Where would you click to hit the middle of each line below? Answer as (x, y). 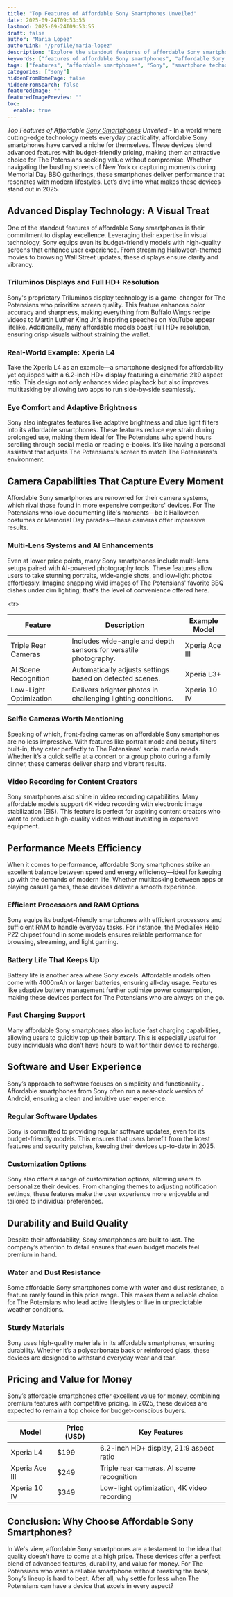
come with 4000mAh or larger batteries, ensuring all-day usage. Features (112, 982)
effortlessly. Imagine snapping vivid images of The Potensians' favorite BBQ (115, 583)
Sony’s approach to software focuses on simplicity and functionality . (106, 1084)
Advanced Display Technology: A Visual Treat (109, 211)
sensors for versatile (105, 649)
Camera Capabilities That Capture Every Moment (115, 481)
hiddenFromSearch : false (43, 85)
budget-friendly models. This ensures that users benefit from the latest (109, 1138)
